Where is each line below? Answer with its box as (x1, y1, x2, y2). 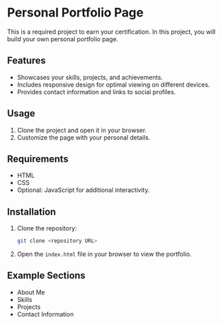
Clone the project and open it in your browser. (16, 126, 147, 134)
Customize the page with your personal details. (16, 133, 151, 142)
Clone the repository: (16, 224, 77, 233)
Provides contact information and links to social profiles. (16, 87, 176, 96)
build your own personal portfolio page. (7, 34, 119, 43)
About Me (16, 288, 46, 296)
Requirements (7, 153, 69, 164)
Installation (7, 206, 56, 217)
